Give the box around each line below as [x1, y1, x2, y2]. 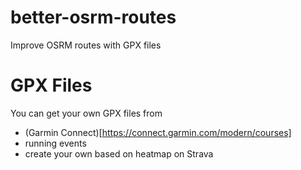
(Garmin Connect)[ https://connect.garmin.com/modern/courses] [24, 126, 292, 138]
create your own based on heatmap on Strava [24, 147, 214, 160]
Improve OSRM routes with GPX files [10, 39, 162, 51]
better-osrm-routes [10, 6, 177, 29]
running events [24, 137, 87, 149]
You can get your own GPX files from [10, 107, 163, 119]
